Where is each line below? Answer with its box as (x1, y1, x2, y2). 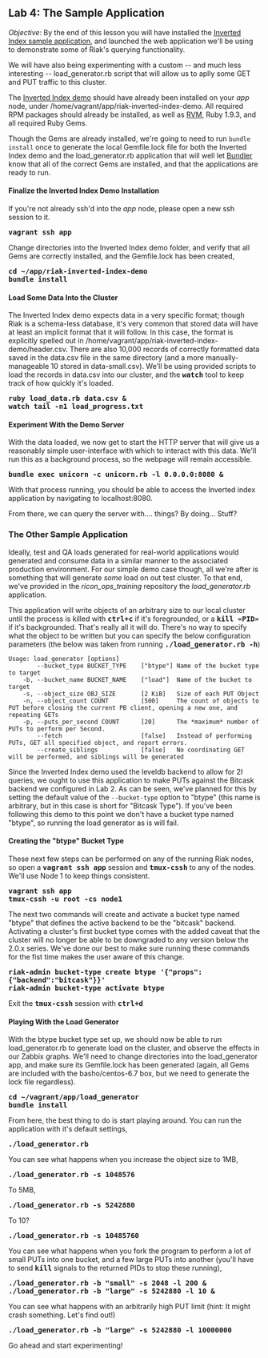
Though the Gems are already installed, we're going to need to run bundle (8, 134, 250, 143)
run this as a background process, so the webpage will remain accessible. (8, 455, 252, 464)
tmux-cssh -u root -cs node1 (8, 894, 122, 903)
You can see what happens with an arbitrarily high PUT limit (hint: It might (8, 1302, 250, 1312)
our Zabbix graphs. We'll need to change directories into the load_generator (8, 1052, 258, 1061)
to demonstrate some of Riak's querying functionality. (8, 44, 186, 54)
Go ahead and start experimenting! (8, 1340, 123, 1351)
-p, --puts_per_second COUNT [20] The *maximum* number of (22, 718, 260, 726)
